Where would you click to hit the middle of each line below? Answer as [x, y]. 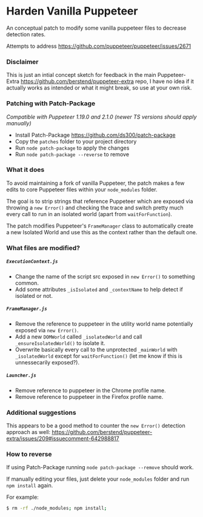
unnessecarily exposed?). [47, 362]
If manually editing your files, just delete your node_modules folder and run [98, 479]
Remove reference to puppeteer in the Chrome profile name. [90, 390]
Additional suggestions [42, 412]
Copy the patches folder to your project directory [76, 141]
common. [27, 283]
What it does [25, 170]
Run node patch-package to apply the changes [72, 148]
